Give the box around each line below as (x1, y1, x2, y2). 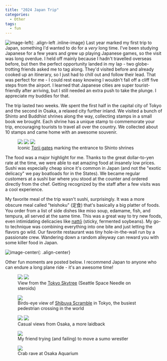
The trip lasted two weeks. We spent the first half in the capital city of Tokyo (5, 103, 162, 109)
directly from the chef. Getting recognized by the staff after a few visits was (5, 181, 161, 187)
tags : (5, 21, 16, 27)
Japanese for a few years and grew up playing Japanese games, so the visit (5, 51, 162, 57)
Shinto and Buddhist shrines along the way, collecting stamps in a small (5, 113, 152, 119)
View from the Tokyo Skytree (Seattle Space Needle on (17, 280, 131, 286)
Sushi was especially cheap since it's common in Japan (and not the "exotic (5, 165, 162, 171)
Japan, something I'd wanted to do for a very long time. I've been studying (5, 45, 159, 51)
